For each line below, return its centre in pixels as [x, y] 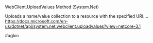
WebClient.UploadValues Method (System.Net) [52, 7]
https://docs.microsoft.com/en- [36, 21]
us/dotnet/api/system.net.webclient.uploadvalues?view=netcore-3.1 [73, 26]
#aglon [12, 36]
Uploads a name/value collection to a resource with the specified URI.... [77, 16]
